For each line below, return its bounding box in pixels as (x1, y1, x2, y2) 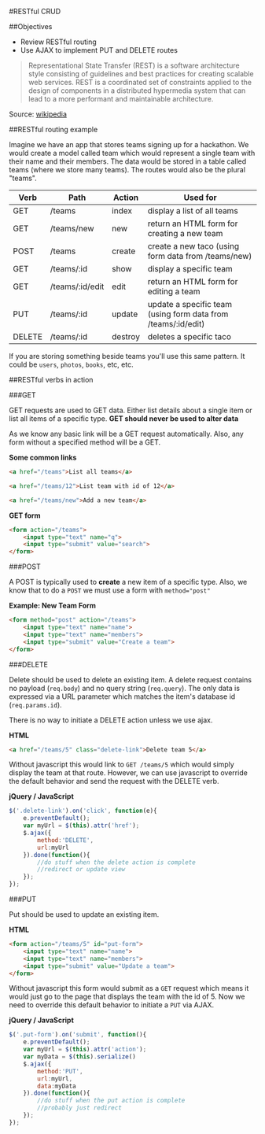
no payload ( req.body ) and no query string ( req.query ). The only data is (9, 683, 241, 693)
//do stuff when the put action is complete (37, 1097, 186, 1105)
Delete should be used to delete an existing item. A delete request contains (9, 674, 252, 684)
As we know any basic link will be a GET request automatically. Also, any (9, 429, 245, 438)
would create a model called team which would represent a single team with (9, 149, 256, 157)
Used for (183, 192, 217, 203)
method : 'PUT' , (37, 1067, 83, 1075)
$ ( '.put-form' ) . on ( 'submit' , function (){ (9, 1031, 147, 1039)
